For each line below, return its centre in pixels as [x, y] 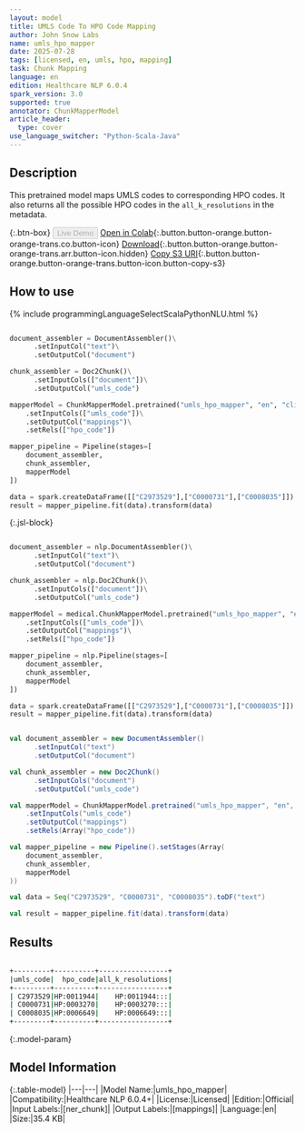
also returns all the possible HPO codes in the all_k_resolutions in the [142, 205]
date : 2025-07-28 [42, 52]
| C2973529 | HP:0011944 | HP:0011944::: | [91, 997]
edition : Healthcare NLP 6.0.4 [69, 85]
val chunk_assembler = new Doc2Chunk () [85, 772]
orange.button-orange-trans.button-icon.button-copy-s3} [118, 263]
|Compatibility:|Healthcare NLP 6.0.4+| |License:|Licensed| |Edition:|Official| [152, 1099]
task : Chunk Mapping [49, 69]
